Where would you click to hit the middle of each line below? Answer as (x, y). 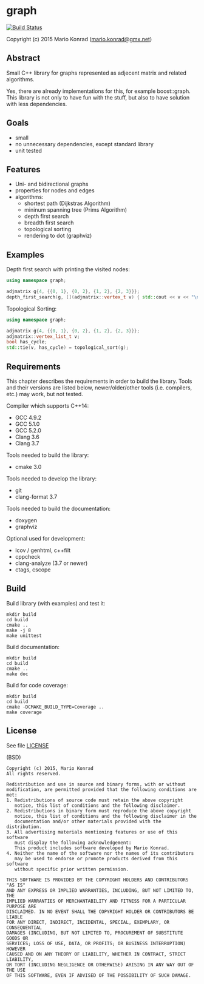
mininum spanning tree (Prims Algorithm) (76, 210)
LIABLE (15, 917)
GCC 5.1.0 (27, 424)
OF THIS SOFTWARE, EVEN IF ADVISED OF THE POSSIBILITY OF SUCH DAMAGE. (99, 975)
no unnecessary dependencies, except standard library (84, 144)
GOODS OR (17, 938)
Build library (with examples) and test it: (56, 603)
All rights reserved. (34, 773)
